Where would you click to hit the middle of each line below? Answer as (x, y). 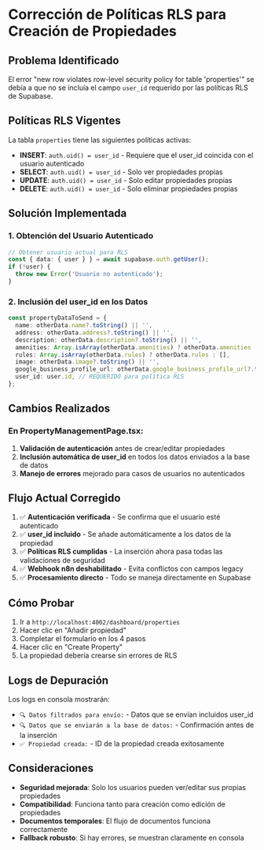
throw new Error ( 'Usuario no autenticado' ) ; (89, 274)
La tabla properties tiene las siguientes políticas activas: (99, 140)
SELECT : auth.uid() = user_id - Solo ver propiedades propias (121, 172)
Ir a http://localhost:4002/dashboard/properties (100, 622)
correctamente (44, 829)
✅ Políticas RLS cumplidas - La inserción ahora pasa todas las (121, 552)
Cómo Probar (41, 603)
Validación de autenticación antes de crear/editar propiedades (122, 448)
